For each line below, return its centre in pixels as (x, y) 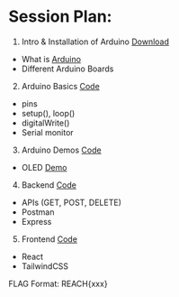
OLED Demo (44, 167)
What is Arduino (51, 59)
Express (36, 221)
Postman (38, 212)
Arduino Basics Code (60, 86)
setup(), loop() (48, 113)
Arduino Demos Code (61, 150)
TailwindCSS (45, 266)
